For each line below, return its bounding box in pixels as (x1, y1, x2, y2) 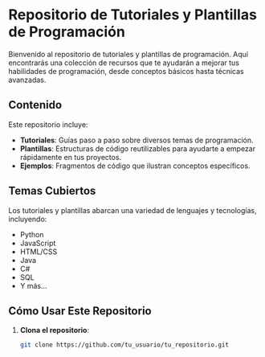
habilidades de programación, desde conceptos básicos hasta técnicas (8, 66, 244, 76)
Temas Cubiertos (8, 184, 96, 198)
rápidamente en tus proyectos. (19, 152, 122, 162)
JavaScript (19, 238, 56, 248)
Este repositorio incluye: (8, 119, 88, 129)
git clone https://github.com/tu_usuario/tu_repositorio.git (19, 341, 230, 349)
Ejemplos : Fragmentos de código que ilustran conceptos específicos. (19, 161, 251, 170)
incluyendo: (8, 214, 47, 224)
